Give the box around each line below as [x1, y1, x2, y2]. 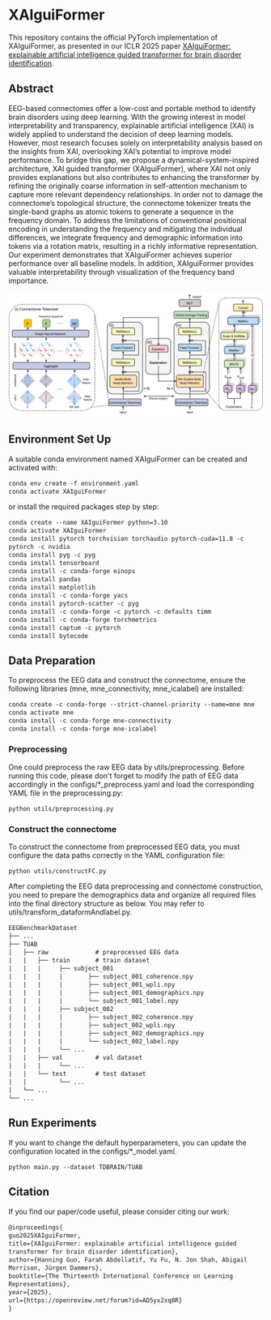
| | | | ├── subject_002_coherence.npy [8, 1014, 194, 1022]
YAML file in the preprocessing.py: [8, 788, 124, 798]
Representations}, [8, 1279, 70, 1288]
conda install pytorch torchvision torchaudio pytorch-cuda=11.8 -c [8, 534, 244, 542]
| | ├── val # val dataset [8, 1054, 143, 1062]
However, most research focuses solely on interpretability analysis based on [8, 138, 263, 148]
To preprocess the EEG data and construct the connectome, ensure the [8, 675, 246, 685]
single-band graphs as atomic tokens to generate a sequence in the [8, 207, 235, 216]
